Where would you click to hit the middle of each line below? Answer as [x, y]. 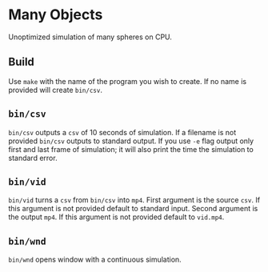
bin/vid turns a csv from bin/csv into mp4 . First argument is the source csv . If [134, 200]
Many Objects [56, 15]
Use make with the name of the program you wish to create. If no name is [127, 81]
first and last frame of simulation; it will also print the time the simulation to [131, 149]
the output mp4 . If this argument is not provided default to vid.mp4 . [116, 217]
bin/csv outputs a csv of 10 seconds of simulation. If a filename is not [122, 132]
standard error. [33, 158]
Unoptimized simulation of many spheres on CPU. [90, 37]
